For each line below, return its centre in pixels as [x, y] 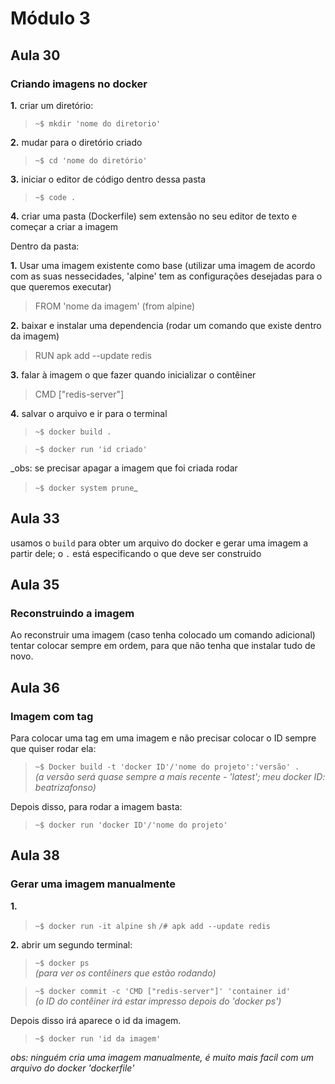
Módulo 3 [50, 18]
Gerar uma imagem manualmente [93, 884]
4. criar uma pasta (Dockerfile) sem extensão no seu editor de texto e [154, 216]
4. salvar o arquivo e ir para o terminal [89, 413]
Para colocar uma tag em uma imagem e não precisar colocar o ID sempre [163, 738]
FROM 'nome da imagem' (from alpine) [115, 306]
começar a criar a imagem [64, 226]
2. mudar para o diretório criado [76, 142]
